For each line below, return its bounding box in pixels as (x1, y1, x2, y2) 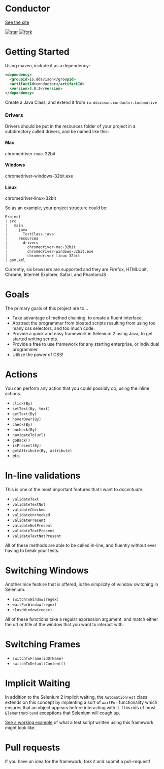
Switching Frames (5, 639, 81, 650)
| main (5, 223, 23, 228)
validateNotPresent (12, 523, 53, 528)
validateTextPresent (12, 528, 55, 533)
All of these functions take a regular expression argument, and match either (5, 616, 159, 622)
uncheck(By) (12, 427, 37, 433)
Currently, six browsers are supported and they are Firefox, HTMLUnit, (5, 267, 148, 272)
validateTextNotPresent (12, 534, 62, 539)
